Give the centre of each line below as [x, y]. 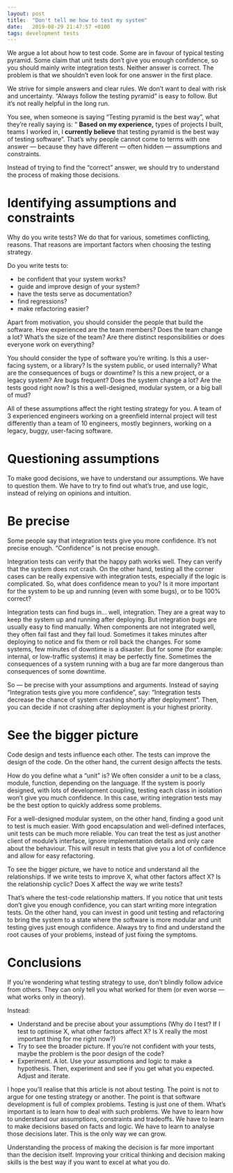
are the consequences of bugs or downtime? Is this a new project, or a [109, 373]
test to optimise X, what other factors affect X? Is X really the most [112, 1031]
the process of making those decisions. [64, 175]
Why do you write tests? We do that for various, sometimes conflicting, [109, 237]
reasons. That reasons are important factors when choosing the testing [109, 245]
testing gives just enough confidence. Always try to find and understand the [116, 927]
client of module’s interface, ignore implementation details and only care [111, 841]
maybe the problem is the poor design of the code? [91, 1053]
